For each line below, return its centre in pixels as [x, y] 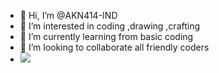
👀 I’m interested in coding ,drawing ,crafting [110, 26]
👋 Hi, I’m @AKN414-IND [68, 15]
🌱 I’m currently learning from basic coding [106, 36]
